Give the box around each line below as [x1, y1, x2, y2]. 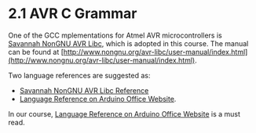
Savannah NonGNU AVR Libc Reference [19, 85, 149, 95]
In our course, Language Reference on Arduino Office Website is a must [8, 109, 241, 118]
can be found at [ [8, 47, 64, 56]
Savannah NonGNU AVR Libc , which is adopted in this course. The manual [8, 38, 249, 48]
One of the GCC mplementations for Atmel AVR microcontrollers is [8, 31, 222, 40]
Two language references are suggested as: [8, 70, 151, 80]
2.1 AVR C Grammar [8, 5, 137, 23]
